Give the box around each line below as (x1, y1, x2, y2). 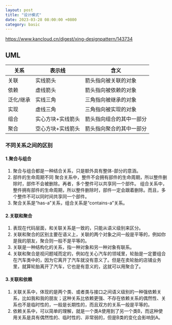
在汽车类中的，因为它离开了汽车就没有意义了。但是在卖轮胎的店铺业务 (12, 257, 162, 263)
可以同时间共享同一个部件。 (30, 194, 90, 200)
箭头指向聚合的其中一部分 (85, 125, 147, 132)
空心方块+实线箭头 (35, 125, 81, 132)
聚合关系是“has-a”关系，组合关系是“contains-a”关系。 (12, 200, 128, 206)
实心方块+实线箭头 (35, 116, 81, 123)
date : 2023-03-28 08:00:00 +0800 (5, 17, 77, 22)
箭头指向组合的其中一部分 (85, 116, 147, 123)
